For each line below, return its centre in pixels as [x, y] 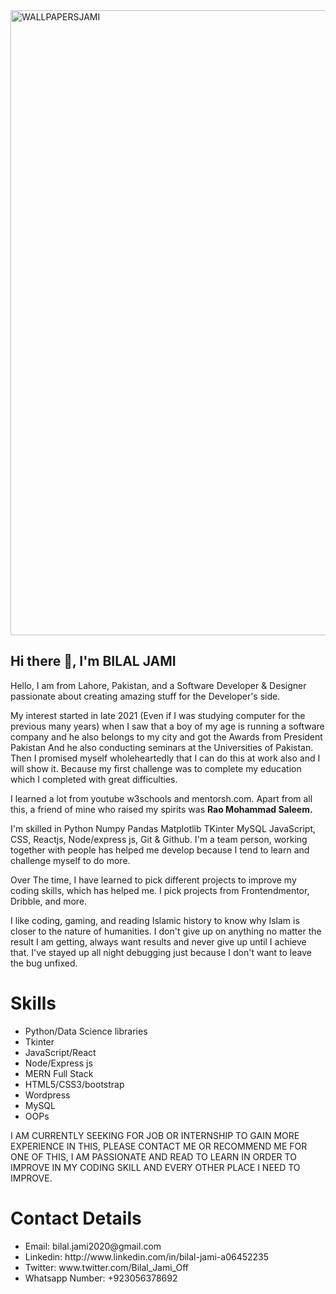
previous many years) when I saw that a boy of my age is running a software [167, 726]
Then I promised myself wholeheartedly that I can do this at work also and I [165, 758]
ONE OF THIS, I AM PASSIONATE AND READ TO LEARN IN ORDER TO [153, 1156]
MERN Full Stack [59, 1073]
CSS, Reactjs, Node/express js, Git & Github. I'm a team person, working [159, 839]
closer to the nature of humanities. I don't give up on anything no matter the [166, 931]
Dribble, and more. [49, 901]
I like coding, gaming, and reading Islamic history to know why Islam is [155, 920]
